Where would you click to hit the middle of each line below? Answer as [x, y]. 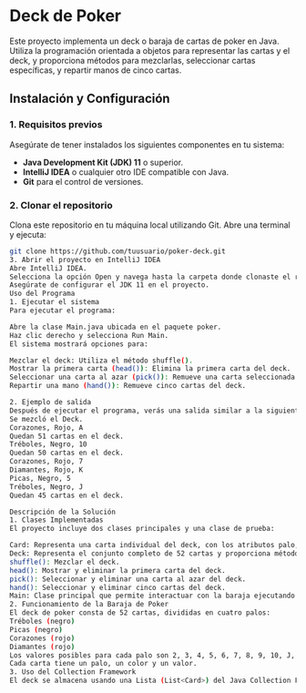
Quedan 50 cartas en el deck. [67, 453]
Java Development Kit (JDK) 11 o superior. [103, 162]
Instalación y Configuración [90, 99]
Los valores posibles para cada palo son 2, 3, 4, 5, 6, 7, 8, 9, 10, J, [153, 655]
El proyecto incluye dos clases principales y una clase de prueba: [142, 529]
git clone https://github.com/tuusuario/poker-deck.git [117, 251]
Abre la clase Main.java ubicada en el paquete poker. [116, 327]
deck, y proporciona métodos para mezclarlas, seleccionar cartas [133, 60]
